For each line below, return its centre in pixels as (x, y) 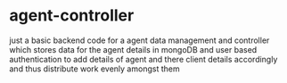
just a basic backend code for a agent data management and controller (139, 40)
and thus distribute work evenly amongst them (94, 69)
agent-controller (72, 16)
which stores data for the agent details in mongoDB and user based (133, 49)
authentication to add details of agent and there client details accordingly (143, 59)
